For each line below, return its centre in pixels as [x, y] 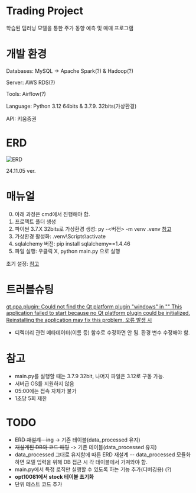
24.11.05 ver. [21, 170]
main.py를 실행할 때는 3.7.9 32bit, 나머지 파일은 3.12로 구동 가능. [89, 376]
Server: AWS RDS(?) [31, 82]
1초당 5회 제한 [31, 398]
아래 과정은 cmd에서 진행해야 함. [52, 214]
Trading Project [45, 11]
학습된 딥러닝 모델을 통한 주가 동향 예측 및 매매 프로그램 [70, 28]
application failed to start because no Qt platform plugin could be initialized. [98, 312]
